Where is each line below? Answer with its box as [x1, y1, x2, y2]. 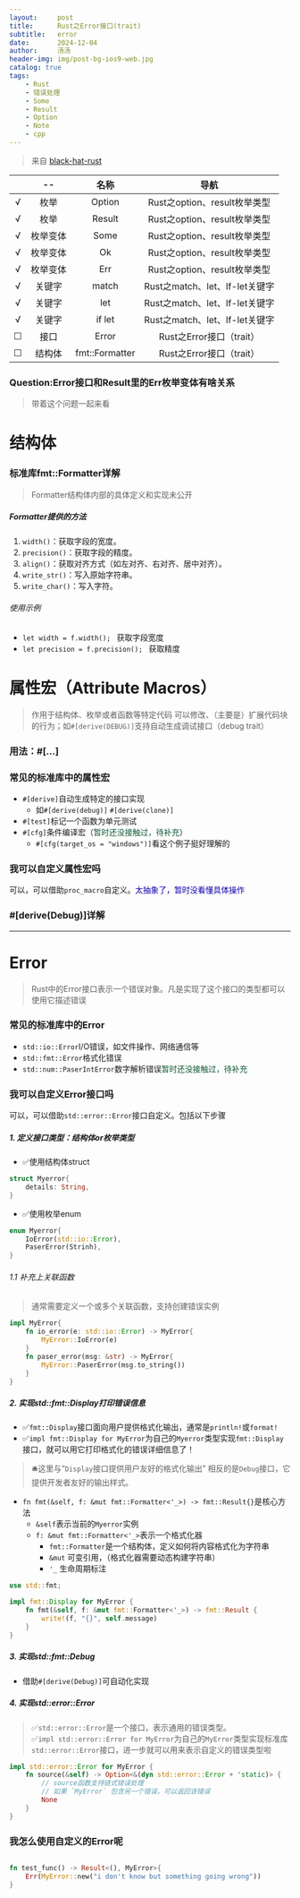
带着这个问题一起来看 [30, 398, 110, 409]
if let [96, 312, 115, 325]
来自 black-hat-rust [30, 155, 103, 166]
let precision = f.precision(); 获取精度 [21, 643, 180, 654]
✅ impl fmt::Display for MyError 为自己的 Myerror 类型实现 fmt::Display [21, 1433, 284, 1444]
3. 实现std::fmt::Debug [9, 1651, 96, 1662]
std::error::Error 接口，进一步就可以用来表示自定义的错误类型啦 [30, 1744, 272, 1755]
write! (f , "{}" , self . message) [41, 1614, 158, 1623]
